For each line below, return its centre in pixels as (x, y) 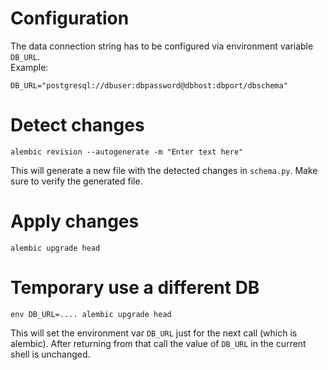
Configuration (70, 18)
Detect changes (77, 125)
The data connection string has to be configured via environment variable (162, 46)
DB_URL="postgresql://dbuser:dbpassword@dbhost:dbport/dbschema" (149, 85)
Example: (29, 67)
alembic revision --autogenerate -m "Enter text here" (127, 152)
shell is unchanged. (50, 354)
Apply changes (75, 221)
